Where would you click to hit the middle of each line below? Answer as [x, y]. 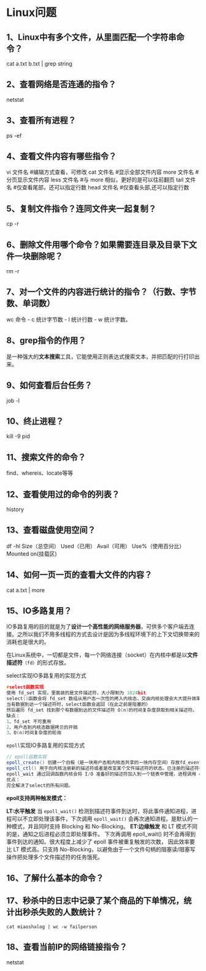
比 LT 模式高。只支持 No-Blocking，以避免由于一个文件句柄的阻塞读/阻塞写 [101, 849]
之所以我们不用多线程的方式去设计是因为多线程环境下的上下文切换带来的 [108, 634]
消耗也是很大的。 [28, 642]
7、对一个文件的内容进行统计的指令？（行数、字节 [101, 292]
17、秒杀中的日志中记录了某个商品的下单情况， [95, 901]
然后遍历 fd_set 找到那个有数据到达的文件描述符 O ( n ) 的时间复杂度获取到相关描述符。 [102, 710]
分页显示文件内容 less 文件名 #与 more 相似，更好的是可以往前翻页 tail [95, 180]
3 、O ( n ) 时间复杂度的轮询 [34, 733]
